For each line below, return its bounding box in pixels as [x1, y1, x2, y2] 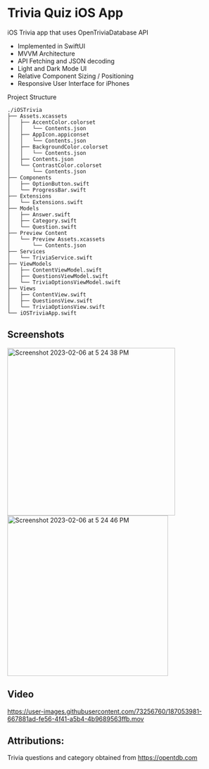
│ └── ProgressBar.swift [7, 186, 87, 193]
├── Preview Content [7, 229, 68, 236]
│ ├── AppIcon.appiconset [7, 131, 90, 138]
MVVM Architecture [17, 49, 75, 58]
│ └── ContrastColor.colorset [7, 162, 102, 169]
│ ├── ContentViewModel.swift [7, 266, 102, 274]
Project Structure [7, 93, 57, 101]
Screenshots [7, 329, 65, 341]
